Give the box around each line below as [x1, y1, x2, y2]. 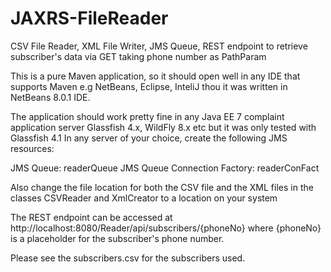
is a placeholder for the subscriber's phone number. [10, 232, 225, 244]
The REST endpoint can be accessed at [10, 211, 173, 223]
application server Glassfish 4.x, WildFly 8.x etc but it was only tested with [10, 121, 317, 133]
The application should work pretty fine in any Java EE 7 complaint [10, 110, 285, 122]
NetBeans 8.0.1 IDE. [10, 91, 91, 103]
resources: [10, 142, 55, 154]
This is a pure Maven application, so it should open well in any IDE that [10, 70, 301, 82]
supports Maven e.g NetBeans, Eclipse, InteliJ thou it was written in [10, 80, 288, 92]
